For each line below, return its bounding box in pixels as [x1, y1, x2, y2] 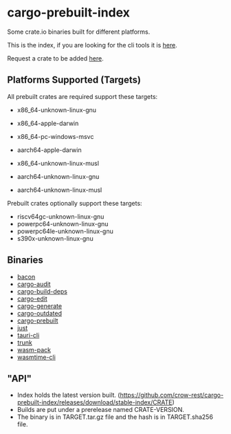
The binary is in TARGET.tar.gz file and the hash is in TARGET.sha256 [16, 413, 213, 421]
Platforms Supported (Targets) [7, 74, 141, 86]
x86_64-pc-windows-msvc [16, 132, 94, 140]
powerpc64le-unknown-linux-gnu [16, 227, 113, 235]
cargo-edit [16, 294, 47, 303]
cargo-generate [16, 301, 63, 310]
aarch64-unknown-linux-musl [16, 186, 102, 194]
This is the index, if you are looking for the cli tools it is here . [7, 41, 177, 49]
